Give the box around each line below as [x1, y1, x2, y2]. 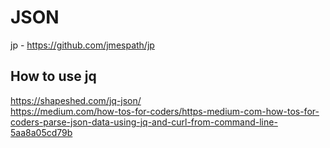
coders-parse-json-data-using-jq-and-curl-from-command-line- [10, 116, 278, 128]
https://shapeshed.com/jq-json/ [10, 94, 142, 106]
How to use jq [10, 68, 97, 85]
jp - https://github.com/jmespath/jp [10, 39, 155, 51]
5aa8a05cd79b [10, 126, 73, 138]
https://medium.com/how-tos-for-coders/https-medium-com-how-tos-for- [10, 105, 320, 117]
